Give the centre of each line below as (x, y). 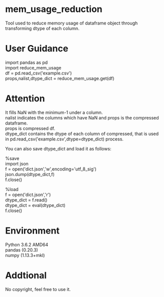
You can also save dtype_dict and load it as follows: (58, 148)
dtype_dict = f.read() (26, 200)
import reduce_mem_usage (33, 67)
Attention (25, 99)
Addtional (26, 275)
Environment (32, 230)
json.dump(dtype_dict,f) (30, 174)
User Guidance (37, 49)
